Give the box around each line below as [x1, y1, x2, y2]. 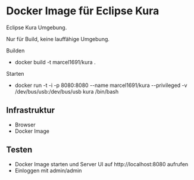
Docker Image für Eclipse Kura [6, 4, 159, 18]
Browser [14, 121, 36, 128]
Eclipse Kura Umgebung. [6, 24, 67, 31]
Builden [6, 46, 25, 54]
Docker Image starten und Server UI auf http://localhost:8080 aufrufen [14, 160, 189, 167]
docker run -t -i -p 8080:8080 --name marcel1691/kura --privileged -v [14, 82, 187, 89]
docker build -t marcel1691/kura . [14, 58, 96, 66]
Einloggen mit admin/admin [14, 167, 82, 174]
